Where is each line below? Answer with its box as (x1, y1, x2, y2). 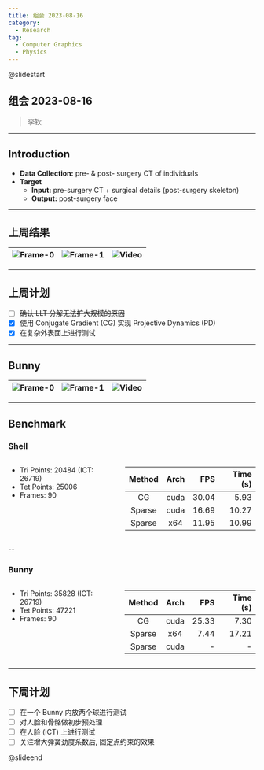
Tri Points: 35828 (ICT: (19, 589, 93, 598)
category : (8, 19, 41, 27)
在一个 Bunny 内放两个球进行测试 (19, 708, 127, 717)
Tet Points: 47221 (19, 605, 76, 615)
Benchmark (8, 416, 67, 430)
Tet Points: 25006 (19, 482, 78, 491)
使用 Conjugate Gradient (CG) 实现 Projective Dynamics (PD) (19, 318, 216, 328)
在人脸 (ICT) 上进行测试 (19, 727, 96, 737)
